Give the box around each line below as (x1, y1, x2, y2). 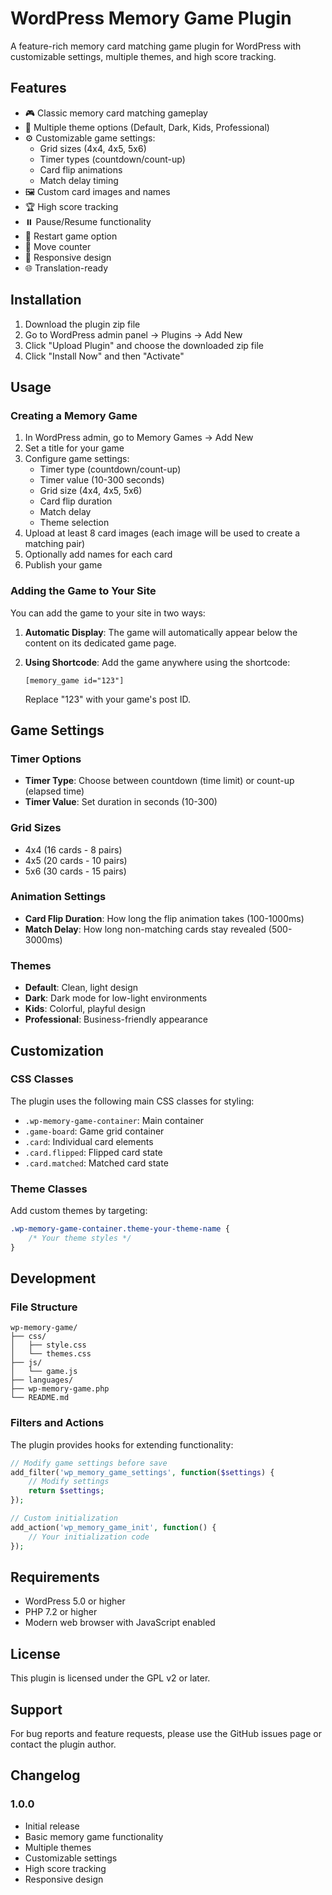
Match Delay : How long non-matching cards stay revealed (24, 923, 267, 935)
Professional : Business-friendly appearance (24, 1013, 208, 1026)
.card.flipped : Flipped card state (24, 1146, 163, 1158)
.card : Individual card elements (24, 1135, 154, 1147)
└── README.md (10, 1393, 70, 1403)
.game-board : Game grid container (24, 1125, 165, 1137)
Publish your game (24, 559, 103, 571)
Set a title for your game (24, 442, 125, 454)
